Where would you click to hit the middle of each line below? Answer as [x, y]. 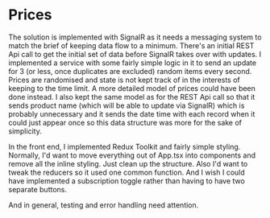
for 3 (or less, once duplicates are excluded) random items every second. [130, 71]
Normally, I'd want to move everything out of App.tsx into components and [132, 155]
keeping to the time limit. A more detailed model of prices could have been [132, 88]
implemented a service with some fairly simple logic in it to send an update [132, 63]
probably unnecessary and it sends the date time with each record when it [132, 113]
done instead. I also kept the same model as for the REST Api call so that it [132, 97]
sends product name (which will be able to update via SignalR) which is [127, 105]
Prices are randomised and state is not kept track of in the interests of [124, 80]
